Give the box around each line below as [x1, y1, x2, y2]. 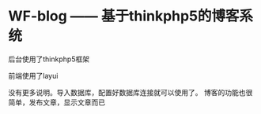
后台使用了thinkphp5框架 [8, 54, 89, 64]
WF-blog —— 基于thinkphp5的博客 [8, 7, 240, 25]
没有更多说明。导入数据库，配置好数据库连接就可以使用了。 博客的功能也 [8, 87, 246, 97]
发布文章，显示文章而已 [28, 97, 105, 107]
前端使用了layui [8, 71, 59, 80]
